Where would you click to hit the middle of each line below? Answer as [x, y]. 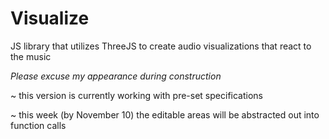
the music [31, 56]
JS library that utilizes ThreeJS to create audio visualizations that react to [161, 46]
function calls [38, 125]
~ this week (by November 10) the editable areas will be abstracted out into [165, 114]
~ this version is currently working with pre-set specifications [136, 95]
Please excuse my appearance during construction [116, 76]
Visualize [50, 18]
